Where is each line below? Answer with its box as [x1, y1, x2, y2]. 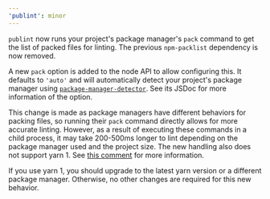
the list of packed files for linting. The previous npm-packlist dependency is [8, 42, 259, 52]
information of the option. [8, 91, 93, 101]
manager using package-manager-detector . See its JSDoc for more [8, 83, 227, 93]
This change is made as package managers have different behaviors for [8, 108, 247, 117]
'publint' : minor [8, 11, 67, 20]
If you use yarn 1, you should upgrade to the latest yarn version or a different [8, 165, 262, 175]
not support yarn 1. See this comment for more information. [8, 150, 205, 160]
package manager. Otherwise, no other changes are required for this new [8, 174, 252, 184]
